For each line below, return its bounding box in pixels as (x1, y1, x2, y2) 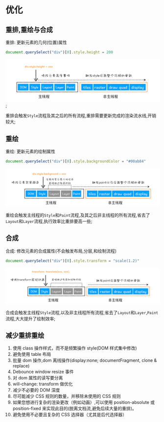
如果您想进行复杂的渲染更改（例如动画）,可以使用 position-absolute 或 (12, 399, 155, 405)
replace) (12, 363, 30, 369)
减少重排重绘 (5, 331, 45, 340)
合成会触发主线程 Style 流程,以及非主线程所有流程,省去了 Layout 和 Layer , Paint (5, 309, 159, 315)
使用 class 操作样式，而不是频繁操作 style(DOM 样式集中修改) (12, 345, 137, 351)
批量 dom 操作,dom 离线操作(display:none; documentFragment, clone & (12, 357, 157, 363)
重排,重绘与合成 (5, 25, 53, 34)
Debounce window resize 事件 (12, 369, 74, 375)
